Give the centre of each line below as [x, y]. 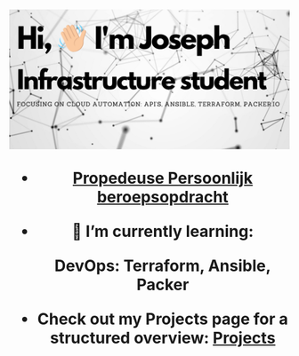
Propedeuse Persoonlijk [163, 178]
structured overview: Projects [163, 338]
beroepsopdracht [162, 198]
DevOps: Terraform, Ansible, [163, 266]
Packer [163, 285]
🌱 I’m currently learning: [163, 232]
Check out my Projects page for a [163, 319]
